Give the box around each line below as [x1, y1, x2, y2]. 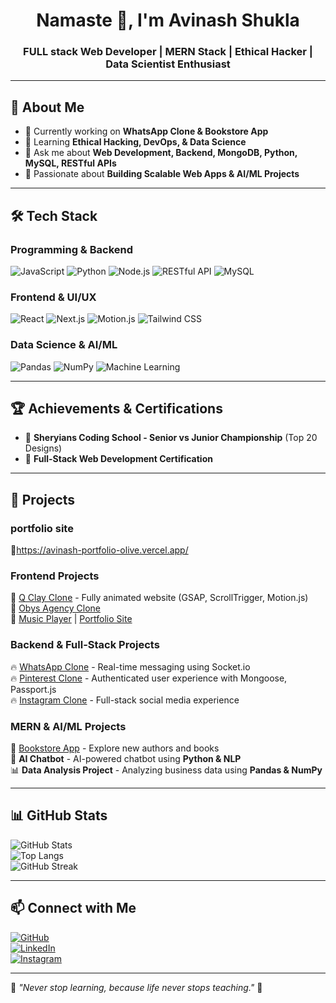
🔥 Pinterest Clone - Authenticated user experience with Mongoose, [10, 672, 288, 684]
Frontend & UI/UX [10, 290, 97, 304]
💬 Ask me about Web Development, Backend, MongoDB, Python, [24, 147, 298, 159]
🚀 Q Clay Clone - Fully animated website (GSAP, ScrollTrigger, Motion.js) [10, 592, 309, 604]
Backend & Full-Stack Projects [10, 638, 160, 652]
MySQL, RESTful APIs [24, 157, 117, 169]
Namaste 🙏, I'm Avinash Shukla [36, 9, 300, 32]
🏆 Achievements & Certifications [10, 400, 223, 417]
